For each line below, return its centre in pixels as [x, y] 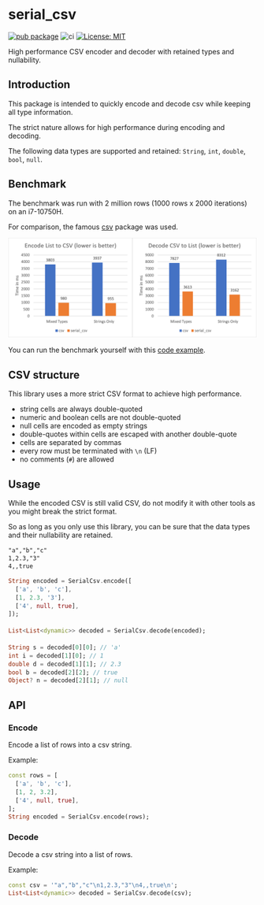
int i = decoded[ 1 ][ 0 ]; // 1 [56, 655]
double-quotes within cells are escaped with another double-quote [128, 434]
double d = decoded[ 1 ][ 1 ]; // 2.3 [65, 664]
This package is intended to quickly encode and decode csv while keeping [129, 103]
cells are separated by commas [71, 443]
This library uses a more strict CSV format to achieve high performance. [125, 394]
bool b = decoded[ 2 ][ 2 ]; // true [63, 672]
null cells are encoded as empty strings [84, 426]
